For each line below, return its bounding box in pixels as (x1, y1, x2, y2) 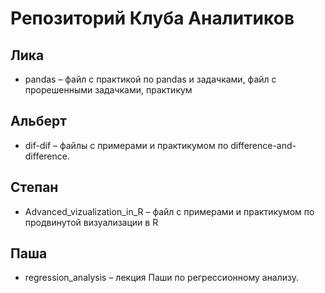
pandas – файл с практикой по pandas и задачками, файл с (24, 73, 277, 85)
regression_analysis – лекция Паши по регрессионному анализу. (24, 272, 300, 284)
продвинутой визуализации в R (24, 216, 159, 228)
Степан (10, 179, 59, 196)
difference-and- (230, 139, 297, 151)
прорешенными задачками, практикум (24, 84, 193, 96)
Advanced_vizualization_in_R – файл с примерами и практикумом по (24, 205, 315, 217)
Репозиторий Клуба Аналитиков (10, 7, 295, 30)
